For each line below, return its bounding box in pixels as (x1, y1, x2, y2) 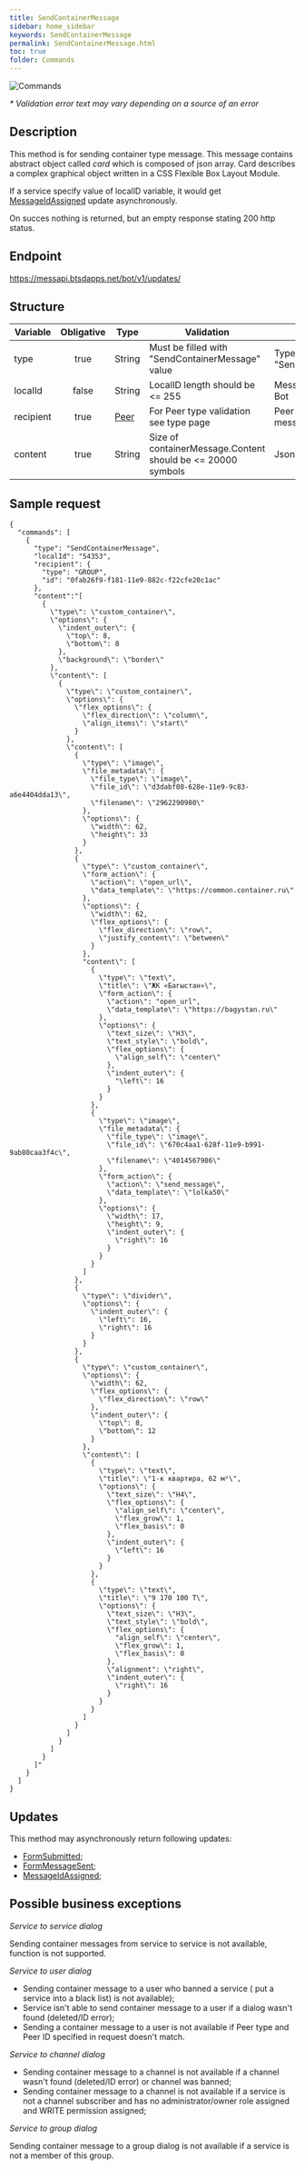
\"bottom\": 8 (66, 640, 120, 649)
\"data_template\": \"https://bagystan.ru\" (106, 1005, 279, 1014)
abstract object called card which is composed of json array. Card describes (9, 158, 296, 169)
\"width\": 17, (106, 1212, 165, 1221)
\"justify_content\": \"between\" (98, 933, 230, 943)
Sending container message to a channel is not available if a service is (22, 2085, 286, 2096)
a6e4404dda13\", (9, 791, 71, 800)
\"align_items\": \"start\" (82, 719, 189, 728)
